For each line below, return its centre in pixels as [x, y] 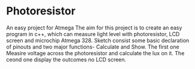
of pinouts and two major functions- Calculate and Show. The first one [93, 47]
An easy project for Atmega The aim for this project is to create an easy [94, 28]
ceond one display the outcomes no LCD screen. [66, 59]
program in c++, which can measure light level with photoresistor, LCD [93, 34]
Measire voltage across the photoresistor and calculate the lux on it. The [95, 53]
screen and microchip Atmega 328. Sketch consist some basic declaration [98, 40]
